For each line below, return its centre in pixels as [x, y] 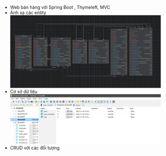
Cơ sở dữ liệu [24, 92]
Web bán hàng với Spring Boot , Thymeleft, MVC [60, 7]
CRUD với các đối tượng [35, 147]
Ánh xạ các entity [28, 13]
